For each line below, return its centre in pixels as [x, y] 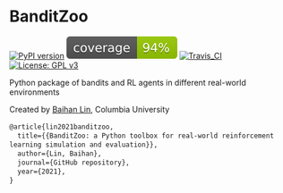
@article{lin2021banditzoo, [62, 127]
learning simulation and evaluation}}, [84, 145]
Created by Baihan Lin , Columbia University [90, 109]
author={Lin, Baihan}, [60, 154]
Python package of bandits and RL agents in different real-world [128, 82]
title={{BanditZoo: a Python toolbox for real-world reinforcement [146, 136]
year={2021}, [42, 172]
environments [34, 92]
